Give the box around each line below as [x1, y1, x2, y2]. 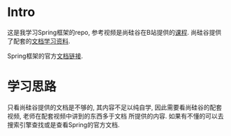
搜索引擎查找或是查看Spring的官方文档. [7, 120, 120, 129]
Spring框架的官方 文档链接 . [7, 52, 84, 60]
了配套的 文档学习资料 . [7, 36, 71, 45]
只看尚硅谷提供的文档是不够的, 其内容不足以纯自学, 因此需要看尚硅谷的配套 [7, 103, 222, 112]
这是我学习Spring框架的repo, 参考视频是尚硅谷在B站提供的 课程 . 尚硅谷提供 [7, 28, 222, 36]
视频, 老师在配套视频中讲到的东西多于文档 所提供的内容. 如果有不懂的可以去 [7, 112, 224, 120]
